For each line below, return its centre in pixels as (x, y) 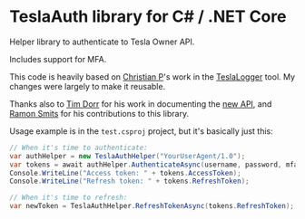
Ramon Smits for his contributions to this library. (99, 113)
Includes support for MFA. (58, 59)
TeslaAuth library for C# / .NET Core (148, 17)
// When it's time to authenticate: (79, 148)
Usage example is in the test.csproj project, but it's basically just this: (142, 131)
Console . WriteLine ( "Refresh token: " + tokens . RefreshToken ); (129, 181)
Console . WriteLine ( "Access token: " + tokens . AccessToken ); (126, 173)
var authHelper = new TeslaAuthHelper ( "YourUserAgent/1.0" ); (128, 156)
